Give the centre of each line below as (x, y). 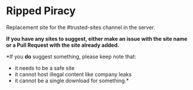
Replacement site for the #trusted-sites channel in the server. (81, 27)
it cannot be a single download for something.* (72, 81)
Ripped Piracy (41, 11)
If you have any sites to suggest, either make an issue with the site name (97, 38)
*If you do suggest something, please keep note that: (71, 56)
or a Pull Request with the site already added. (63, 45)
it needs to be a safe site (45, 68)
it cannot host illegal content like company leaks (73, 74)
